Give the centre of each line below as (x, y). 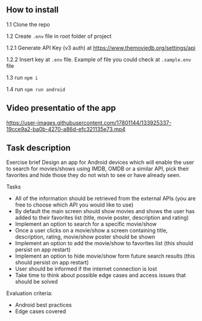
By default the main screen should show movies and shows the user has (105, 211)
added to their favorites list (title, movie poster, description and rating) (102, 218)
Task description (39, 148)
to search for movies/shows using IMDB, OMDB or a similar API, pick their (98, 169)
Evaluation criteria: (30, 293)
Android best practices (43, 305)
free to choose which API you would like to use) (74, 205)
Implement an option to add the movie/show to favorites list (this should (104, 243)
